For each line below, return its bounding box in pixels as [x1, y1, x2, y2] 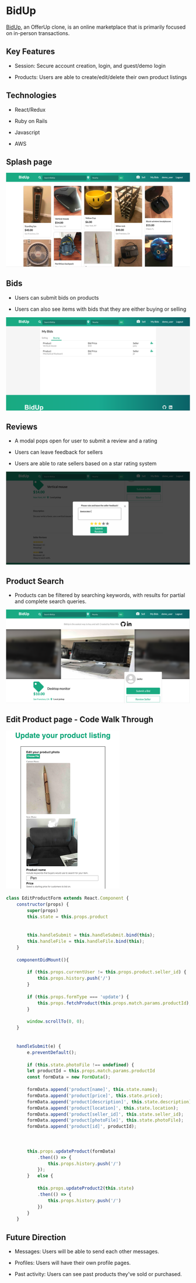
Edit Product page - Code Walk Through [6, 715, 153, 725]
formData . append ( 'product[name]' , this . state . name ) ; [27, 1087, 158, 1093]
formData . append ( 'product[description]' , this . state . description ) [27, 1099, 192, 1104]
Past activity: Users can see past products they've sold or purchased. [14, 1271, 182, 1278]
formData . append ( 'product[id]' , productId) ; [27, 1124, 137, 1130]
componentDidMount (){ [16, 957, 69, 963]
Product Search [6, 576, 64, 586]
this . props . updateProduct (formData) [27, 1148, 116, 1154]
